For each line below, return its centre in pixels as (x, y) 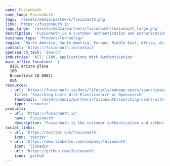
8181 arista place (29, 66)
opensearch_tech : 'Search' (34, 52)
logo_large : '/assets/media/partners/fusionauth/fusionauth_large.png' (82, 29)
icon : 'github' (30, 156)
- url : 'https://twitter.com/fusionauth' (54, 132)
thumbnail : (26, 99)
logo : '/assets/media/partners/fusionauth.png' (56, 19)
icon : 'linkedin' (33, 147)
